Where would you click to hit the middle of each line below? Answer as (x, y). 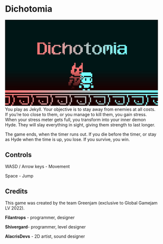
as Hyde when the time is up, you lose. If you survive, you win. (67, 139)
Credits (16, 191)
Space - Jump (19, 176)
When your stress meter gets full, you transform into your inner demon (76, 120)
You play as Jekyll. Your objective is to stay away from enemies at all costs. (80, 109)
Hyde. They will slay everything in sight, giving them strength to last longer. (80, 125)
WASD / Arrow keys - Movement (38, 167)
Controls (18, 155)
